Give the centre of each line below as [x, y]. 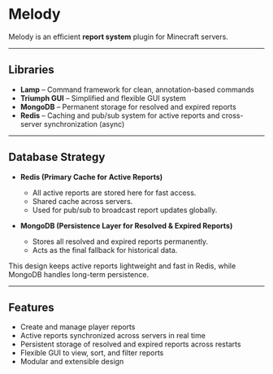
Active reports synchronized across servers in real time [113, 336]
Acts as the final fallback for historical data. [105, 250]
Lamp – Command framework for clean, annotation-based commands [137, 89]
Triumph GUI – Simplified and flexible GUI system [103, 98]
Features [31, 307]
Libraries [31, 70]
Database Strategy [57, 157]
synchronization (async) [84, 124]
